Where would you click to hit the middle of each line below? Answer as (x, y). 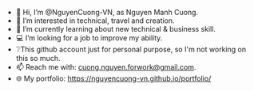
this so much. (38, 58)
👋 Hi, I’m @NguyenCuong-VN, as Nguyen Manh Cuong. (107, 12)
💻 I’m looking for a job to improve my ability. (89, 38)
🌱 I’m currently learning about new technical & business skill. (115, 29)
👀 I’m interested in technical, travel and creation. (95, 21)
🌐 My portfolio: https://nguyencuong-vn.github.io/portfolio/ (113, 78)
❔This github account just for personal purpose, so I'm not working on (131, 49)
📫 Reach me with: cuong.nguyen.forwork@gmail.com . (106, 67)
